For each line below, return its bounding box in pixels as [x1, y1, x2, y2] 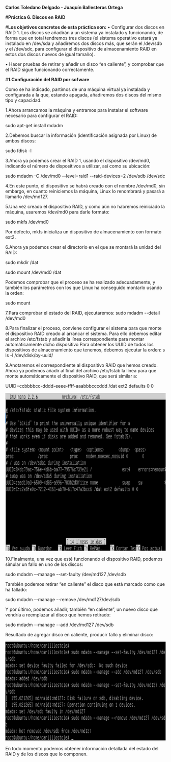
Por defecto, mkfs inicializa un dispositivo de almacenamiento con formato [5, 229, 162, 234]
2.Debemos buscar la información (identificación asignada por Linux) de [5, 132, 157, 138]
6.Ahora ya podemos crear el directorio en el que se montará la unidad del [5, 244, 161, 250]
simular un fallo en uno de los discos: [5, 561, 83, 567]
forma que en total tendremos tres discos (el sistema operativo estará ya [5, 35, 158, 41]
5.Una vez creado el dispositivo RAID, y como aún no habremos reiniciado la [5, 204, 165, 209]
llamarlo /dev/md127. [5, 194, 48, 200]
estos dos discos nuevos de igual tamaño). [5, 51, 95, 57]
